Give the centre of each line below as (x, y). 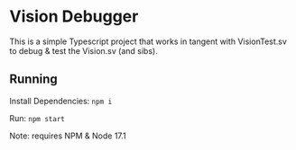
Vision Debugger (74, 17)
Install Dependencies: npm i (61, 101)
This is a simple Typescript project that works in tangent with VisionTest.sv (148, 41)
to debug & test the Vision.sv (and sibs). (83, 50)
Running (34, 79)
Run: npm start (37, 118)
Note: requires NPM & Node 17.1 (68, 136)
